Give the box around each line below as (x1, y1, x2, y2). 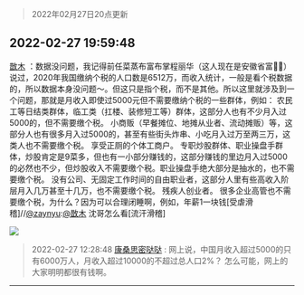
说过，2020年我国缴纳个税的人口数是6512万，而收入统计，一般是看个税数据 (9, 71, 292, 82)
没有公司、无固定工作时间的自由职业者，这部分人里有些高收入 (51, 174, 281, 185)
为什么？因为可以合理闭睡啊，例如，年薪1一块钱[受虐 (48, 196, 246, 207)
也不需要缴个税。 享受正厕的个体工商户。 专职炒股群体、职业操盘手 (24, 139, 276, 150)
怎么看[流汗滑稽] (103, 207, 166, 218)
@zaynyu (25, 207, 62, 218)
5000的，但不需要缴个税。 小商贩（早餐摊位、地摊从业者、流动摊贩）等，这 (9, 117, 293, 128)
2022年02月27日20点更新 (31, 9, 128, 19)
